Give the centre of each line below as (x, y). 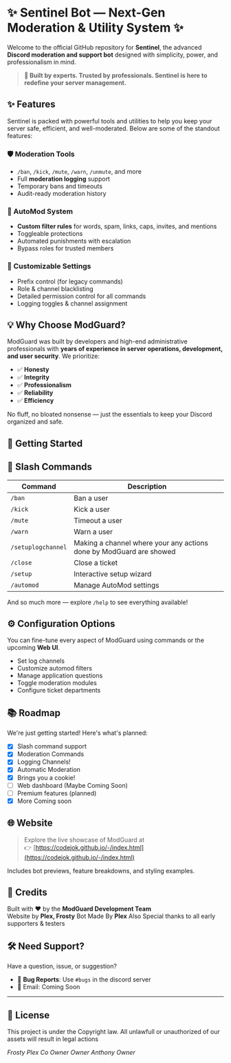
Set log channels (41, 661)
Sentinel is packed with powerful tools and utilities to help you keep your (110, 121)
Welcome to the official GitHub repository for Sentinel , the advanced (104, 47)
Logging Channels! (44, 762)
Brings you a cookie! (46, 777)
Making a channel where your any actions (141, 543)
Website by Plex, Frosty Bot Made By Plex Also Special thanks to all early (111, 916)
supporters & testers (36, 924)
